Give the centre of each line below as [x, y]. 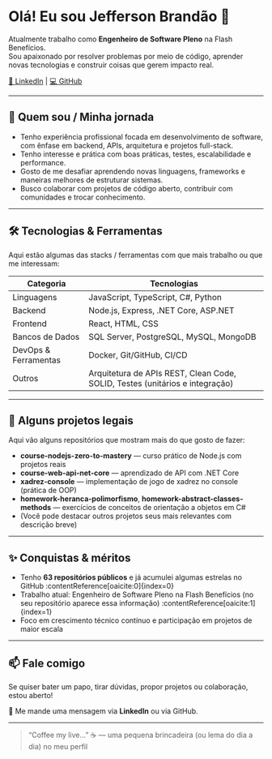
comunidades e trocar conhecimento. [83, 197]
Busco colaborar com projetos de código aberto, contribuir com [126, 188]
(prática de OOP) [48, 491]
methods [36, 508]
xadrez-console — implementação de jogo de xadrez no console [129, 482]
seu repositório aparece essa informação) [90, 603]
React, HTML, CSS [124, 324]
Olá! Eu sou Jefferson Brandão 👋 [119, 17]
